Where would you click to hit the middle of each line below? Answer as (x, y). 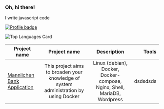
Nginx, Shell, (110, 88)
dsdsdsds (145, 81)
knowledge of (64, 78)
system (64, 84)
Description (110, 52)
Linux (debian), (110, 63)
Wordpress (110, 100)
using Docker (64, 96)
